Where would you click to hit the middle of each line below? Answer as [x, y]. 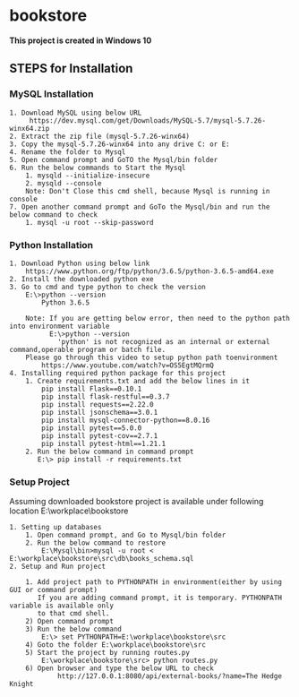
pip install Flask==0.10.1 [92, 389]
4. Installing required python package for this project [118, 373]
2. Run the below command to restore [96, 543]
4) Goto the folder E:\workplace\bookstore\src [115, 645]
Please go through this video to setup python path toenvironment [152, 357]
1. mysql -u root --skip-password [90, 222]
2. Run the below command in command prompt [110, 452]
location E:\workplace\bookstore [69, 511]
